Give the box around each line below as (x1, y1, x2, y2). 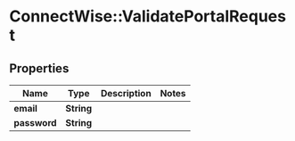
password (13, 117, 57, 129)
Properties (9, 61, 70, 76)
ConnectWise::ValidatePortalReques (9, 6, 287, 27)
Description (101, 87, 152, 99)
